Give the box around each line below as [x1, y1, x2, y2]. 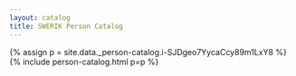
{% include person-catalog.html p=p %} [9, 56, 159, 67]
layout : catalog [9, 13, 71, 23]
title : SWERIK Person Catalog [9, 22, 124, 31]
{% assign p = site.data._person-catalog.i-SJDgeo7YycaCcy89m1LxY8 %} [9, 46, 287, 57]
